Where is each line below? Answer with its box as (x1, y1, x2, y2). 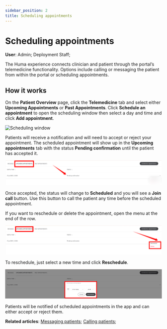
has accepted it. (5, 151, 38, 157)
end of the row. (5, 216, 36, 222)
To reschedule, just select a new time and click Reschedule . (5, 259, 128, 265)
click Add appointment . (5, 115, 54, 121)
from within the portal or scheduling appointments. (5, 72, 109, 78)
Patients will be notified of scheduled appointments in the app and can (5, 303, 150, 309)
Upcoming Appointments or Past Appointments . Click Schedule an (5, 105, 146, 111)
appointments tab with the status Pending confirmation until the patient (5, 145, 154, 151)
